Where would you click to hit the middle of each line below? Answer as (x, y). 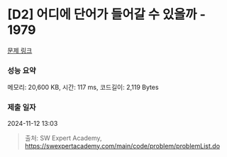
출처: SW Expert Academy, (63, 138)
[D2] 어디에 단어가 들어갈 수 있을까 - (106, 14)
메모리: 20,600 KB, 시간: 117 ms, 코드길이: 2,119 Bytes (83, 87)
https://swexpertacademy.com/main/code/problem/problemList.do (122, 146)
